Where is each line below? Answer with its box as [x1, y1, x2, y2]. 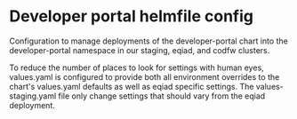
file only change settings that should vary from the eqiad [58, 91, 266, 101]
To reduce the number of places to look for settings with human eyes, [9, 62, 264, 73]
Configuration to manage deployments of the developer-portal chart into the [9, 36, 289, 46]
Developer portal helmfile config [9, 6, 253, 27]
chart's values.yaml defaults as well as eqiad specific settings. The [9, 81, 254, 91]
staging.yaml [9, 91, 57, 101]
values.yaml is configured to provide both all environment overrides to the [9, 71, 280, 82]
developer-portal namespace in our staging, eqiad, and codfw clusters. [9, 44, 270, 55]
